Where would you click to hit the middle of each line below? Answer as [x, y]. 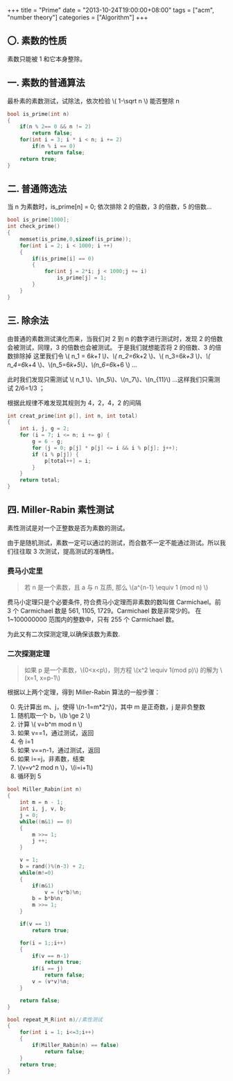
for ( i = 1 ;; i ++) [43, 943]
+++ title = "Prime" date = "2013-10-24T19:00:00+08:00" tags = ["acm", [111, 10]
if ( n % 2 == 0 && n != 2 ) [55, 127]
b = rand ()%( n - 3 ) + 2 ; [52, 867]
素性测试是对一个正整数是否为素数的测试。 [68, 528]
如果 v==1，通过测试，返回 [55, 733]
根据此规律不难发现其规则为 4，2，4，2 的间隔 [75, 403]
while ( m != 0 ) [37, 872]
